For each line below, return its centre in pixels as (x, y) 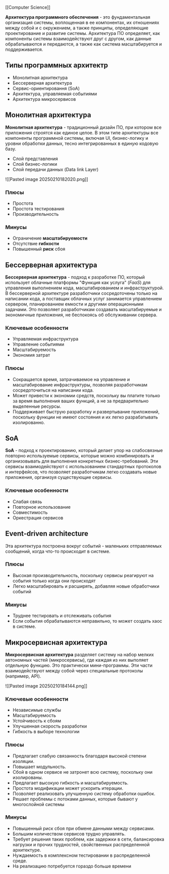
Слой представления (35, 159)
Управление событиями (38, 345)
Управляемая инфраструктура (45, 339)
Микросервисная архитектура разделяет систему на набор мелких (80, 654)
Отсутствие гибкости (36, 244)
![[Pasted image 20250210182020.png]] (47, 179)
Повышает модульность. (39, 767)
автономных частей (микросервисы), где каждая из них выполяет (77, 660)
